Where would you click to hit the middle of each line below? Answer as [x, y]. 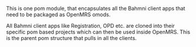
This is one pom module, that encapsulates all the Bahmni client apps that [96, 8]
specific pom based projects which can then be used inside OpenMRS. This [98, 32]
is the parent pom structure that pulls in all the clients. [71, 38]
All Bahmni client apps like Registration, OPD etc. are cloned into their [91, 26]
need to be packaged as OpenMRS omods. [58, 15]
